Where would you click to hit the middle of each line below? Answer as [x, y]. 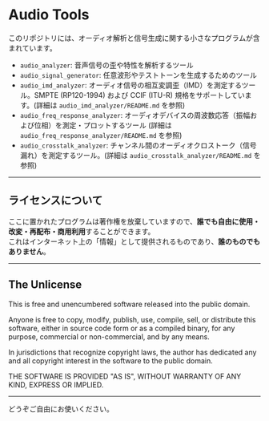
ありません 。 [29, 251]
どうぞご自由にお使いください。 [61, 409]
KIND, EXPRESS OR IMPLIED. [56, 385]
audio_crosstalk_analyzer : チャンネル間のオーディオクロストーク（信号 [138, 145]
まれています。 [33, 48]
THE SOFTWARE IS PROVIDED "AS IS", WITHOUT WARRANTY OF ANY [125, 376]
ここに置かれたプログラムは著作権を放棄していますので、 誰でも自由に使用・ [134, 221]
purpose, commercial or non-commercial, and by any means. [109, 336]
